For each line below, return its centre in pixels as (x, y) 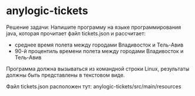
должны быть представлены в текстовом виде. (66, 75)
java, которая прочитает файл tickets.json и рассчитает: (76, 33)
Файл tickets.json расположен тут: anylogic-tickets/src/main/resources (94, 86)
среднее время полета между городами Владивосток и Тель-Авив (99, 45)
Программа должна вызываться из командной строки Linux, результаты (98, 68)
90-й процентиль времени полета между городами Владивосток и (99, 51)
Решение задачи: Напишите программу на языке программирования (94, 27)
